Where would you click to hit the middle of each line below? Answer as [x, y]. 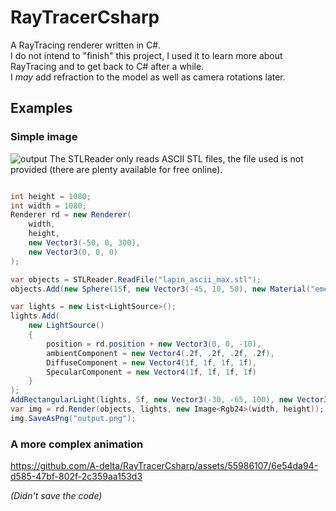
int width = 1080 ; [48, 206]
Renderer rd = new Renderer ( [71, 215]
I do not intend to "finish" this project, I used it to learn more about [146, 55]
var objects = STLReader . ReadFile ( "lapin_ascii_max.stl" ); [136, 279]
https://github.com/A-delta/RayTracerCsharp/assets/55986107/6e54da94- [164, 466]
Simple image [44, 137]
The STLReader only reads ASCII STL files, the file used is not [176, 158]
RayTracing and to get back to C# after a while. [107, 66]
